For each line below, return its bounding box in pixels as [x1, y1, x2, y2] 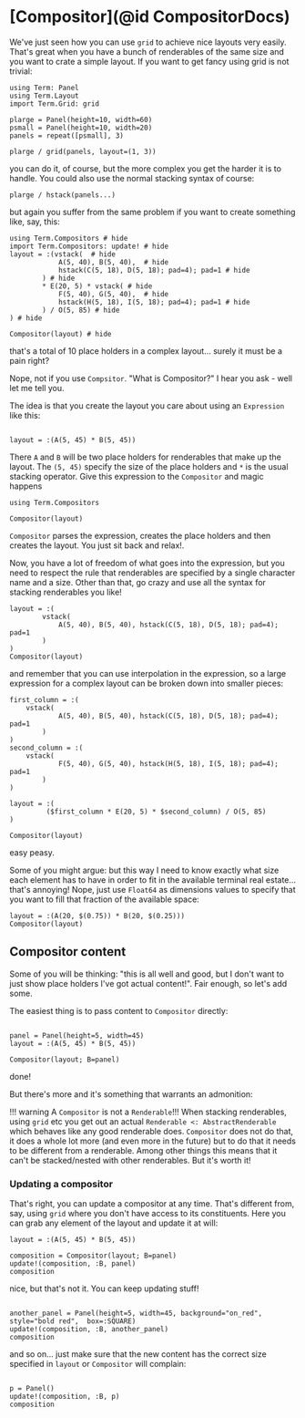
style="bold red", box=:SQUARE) [9, 1317, 137, 1326]
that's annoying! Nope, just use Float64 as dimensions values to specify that [9, 884, 296, 895]
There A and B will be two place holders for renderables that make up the [9, 451, 282, 462]
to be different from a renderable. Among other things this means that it [9, 1144, 278, 1155]
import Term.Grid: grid [9, 98, 100, 109]
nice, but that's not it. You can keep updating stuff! [9, 1283, 199, 1294]
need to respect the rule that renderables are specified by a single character [9, 567, 296, 578]
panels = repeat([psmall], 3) [9, 130, 125, 140]
